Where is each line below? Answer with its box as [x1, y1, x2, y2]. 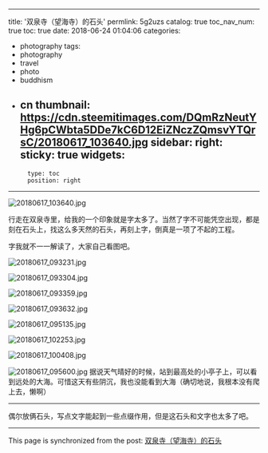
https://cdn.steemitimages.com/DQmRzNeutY [19, 111, 257, 125]
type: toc [27, 169, 60, 177]
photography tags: [19, 42, 81, 50]
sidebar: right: [150, 136, 223, 149]
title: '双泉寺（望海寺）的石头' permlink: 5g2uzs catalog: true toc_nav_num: [8, 17, 255, 26]
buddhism [19, 75, 53, 85]
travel [19, 58, 39, 68]
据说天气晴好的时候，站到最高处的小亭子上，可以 [89, 367, 250, 376]
